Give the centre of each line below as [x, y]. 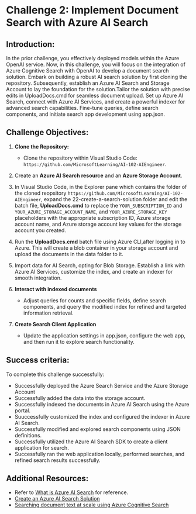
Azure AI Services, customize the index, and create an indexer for [94, 271]
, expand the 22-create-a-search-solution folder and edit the [114, 199]
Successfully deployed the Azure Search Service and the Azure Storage [101, 385]
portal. [23, 410]
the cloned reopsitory [40, 193]
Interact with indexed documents [56, 289]
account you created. [40, 230]
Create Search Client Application [55, 324]
